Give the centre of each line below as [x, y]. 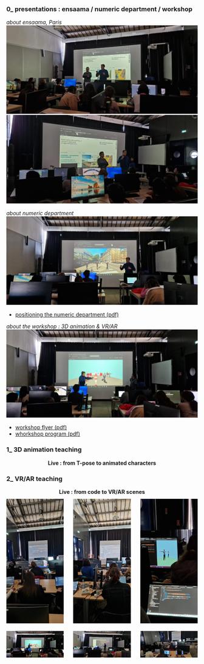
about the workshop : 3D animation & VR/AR [62, 326]
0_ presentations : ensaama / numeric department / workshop [100, 9]
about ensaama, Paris [34, 22]
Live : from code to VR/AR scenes [102, 492]
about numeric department [40, 213]
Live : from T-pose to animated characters [102, 463]
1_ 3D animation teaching [44, 450]
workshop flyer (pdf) [41, 428]
